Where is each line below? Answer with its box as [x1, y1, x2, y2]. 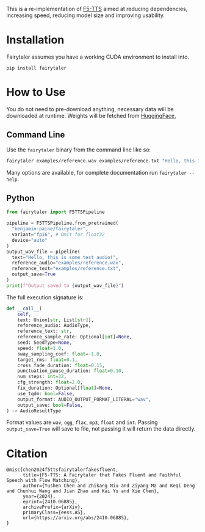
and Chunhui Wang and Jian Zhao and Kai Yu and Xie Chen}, [6, 488, 160, 494]
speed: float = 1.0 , [17, 345, 64, 351]
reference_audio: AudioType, [17, 322, 92, 329]
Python [6, 192, 35, 203]
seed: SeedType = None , [17, 340, 72, 346]
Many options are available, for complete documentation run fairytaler [6, 169, 187, 176]
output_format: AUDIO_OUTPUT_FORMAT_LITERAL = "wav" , [17, 396, 151, 403]
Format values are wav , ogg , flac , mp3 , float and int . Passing [6, 418, 158, 426]
